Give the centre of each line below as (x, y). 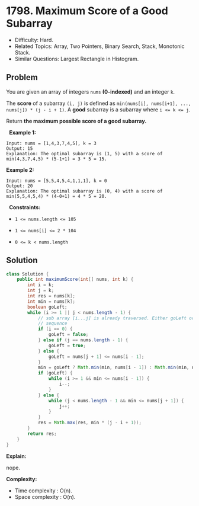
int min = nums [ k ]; (52, 301)
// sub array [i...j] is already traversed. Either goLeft (112, 318)
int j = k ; (41, 291)
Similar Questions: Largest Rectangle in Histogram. (77, 59)
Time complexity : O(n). (43, 491)
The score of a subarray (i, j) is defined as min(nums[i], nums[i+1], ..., (99, 103)
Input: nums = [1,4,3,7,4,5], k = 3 (51, 143)
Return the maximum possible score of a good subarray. (76, 121)
